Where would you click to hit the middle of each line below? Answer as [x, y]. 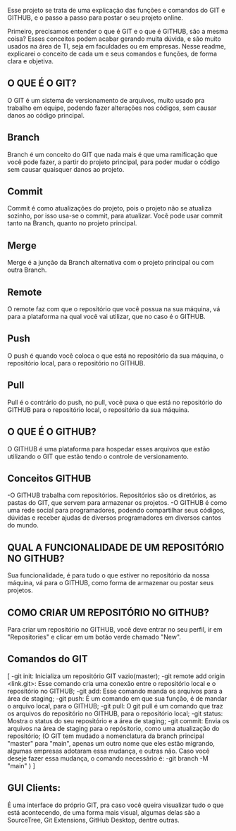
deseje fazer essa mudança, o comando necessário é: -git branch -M [108, 758]
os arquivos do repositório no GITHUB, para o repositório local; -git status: [115, 713]
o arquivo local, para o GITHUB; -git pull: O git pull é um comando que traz [115, 706]
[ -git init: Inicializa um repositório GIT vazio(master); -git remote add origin [116, 676]
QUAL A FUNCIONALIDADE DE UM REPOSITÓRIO [116, 548]
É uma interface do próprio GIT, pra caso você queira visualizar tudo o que [116, 805]
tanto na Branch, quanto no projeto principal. [72, 223]
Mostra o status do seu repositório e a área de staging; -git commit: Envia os [118, 720]
